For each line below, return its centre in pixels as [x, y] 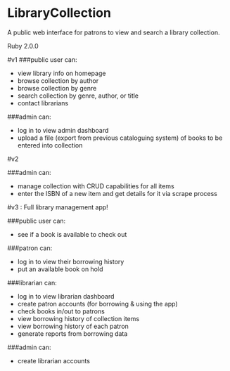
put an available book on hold [60, 269]
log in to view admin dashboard [63, 130]
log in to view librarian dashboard [66, 296]
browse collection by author [58, 80]
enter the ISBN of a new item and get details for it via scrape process [117, 193]
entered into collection [50, 145]
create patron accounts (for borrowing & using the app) [97, 304]
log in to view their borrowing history [71, 261]
